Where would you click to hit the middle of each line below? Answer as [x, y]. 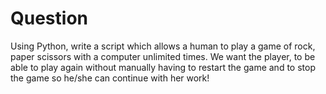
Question [49, 18]
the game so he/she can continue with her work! [110, 78]
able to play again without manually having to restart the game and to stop [163, 67]
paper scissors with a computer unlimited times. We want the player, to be [163, 56]
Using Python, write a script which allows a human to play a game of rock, [163, 46]
